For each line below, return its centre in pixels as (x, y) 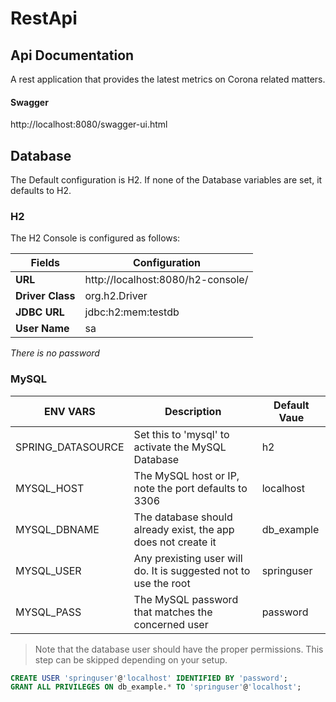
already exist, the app (184, 529)
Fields (45, 263)
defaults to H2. (41, 191)
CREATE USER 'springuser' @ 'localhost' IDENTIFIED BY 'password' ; (149, 678)
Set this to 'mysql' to (181, 434)
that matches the (173, 612)
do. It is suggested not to (192, 570)
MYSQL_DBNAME (57, 529)
